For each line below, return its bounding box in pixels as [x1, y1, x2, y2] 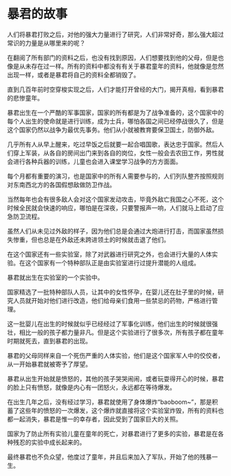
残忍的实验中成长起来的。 [12, 438, 86, 446]
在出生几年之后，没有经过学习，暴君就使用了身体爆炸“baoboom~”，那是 [7, 398, 212, 406]
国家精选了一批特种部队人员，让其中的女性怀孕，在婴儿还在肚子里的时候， [7, 288, 218, 296]
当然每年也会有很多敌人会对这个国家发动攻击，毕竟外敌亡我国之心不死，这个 [7, 195, 224, 203]
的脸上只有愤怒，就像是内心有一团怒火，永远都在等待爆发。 [7, 383, 176, 392]
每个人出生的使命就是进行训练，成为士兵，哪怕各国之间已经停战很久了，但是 [7, 117, 224, 125]
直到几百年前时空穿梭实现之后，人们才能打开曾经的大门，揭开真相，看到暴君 [7, 85, 224, 93]
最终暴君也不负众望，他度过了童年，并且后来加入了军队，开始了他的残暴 [7, 453, 212, 461]
